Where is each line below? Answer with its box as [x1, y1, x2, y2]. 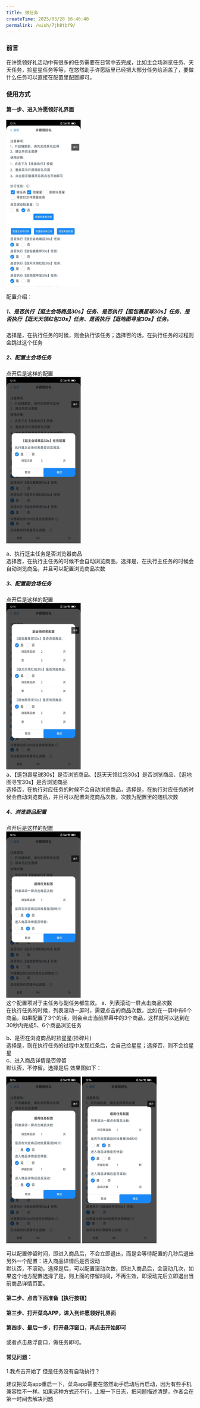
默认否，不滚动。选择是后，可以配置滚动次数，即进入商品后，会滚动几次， [6, 1265, 189, 1272]
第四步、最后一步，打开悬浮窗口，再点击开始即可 [6, 1324, 126, 1331]
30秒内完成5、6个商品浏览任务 [6, 1022, 82, 1029]
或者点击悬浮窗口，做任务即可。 [6, 1339, 85, 1346]
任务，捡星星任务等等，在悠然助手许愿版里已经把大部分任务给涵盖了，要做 [11, 66, 194, 73]
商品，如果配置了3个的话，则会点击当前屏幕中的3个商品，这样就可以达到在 [6, 1014, 190, 1022]
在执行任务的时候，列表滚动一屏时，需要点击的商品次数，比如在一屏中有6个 [6, 1007, 192, 1014]
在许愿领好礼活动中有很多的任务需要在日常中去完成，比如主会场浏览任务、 [6, 59, 189, 66]
